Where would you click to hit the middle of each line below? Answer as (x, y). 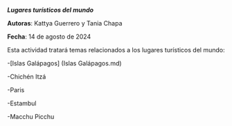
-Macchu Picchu (31, 117)
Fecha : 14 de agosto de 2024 (49, 36)
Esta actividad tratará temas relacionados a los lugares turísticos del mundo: (116, 50)
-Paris (16, 90)
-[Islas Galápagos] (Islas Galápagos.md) (65, 63)
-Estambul (22, 103)
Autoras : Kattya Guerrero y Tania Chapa (65, 23)
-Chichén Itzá (27, 76)
